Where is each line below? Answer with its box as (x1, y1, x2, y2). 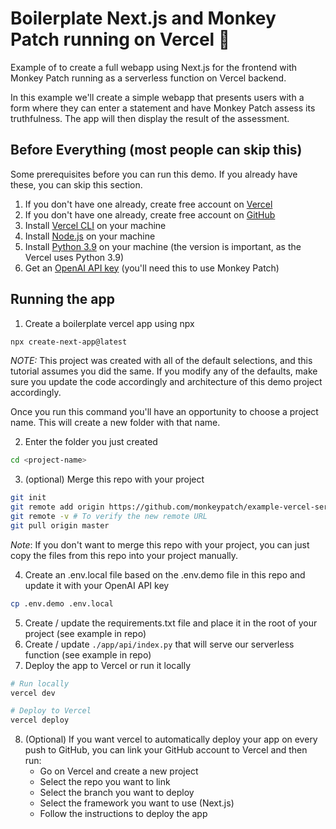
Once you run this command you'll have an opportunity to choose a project (10, 406, 319, 418)
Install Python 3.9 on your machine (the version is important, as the (24, 240, 302, 252)
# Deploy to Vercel (10, 706, 92, 716)
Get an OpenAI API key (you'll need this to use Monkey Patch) (24, 262, 280, 274)
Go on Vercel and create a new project (39, 765, 199, 777)
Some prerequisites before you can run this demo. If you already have (10, 168, 298, 180)
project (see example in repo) (24, 627, 147, 639)
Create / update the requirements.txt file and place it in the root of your (24, 617, 318, 629)
